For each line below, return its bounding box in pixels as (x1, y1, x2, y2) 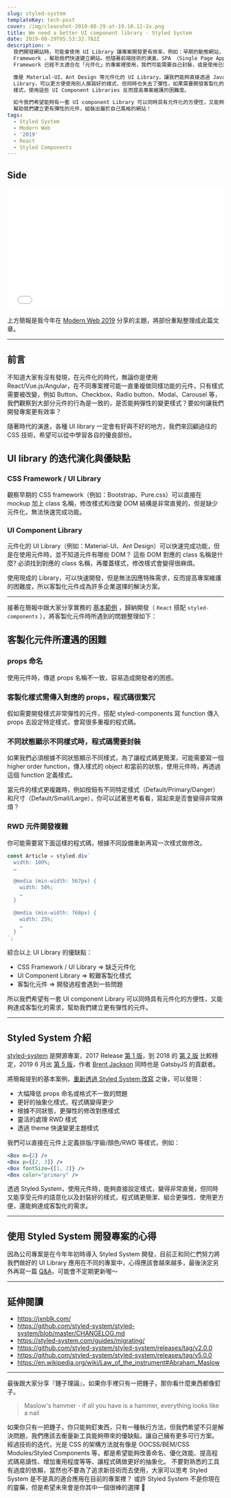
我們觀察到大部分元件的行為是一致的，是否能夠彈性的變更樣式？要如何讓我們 (7, 399, 224, 407)
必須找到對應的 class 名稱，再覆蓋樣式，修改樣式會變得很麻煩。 (18, 559, 199, 568)
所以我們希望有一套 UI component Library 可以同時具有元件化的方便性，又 (7, 995, 217, 1003)
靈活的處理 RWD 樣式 (16, 1115, 78, 1123)
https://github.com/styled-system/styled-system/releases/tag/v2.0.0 (16, 1344, 213, 1352)
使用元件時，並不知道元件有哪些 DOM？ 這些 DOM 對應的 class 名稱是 (19, 550, 218, 559)
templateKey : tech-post (7, 17, 76, 23)
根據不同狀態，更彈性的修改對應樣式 (16, 1106, 120, 1114)
